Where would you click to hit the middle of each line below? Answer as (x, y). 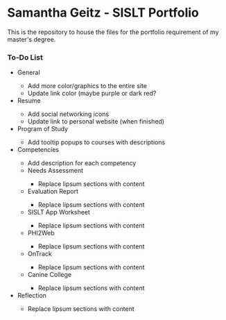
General (28, 73)
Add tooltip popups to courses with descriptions (96, 142)
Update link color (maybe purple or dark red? (92, 93)
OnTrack (40, 254)
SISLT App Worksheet (59, 212)
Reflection (32, 296)
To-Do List (25, 57)
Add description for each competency (82, 163)
